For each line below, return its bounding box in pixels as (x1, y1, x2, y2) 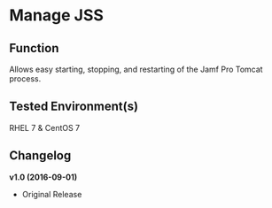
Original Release (21, 189, 82, 199)
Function (9, 41, 59, 56)
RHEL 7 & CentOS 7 (9, 122, 81, 133)
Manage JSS (9, 5, 105, 26)
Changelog (9, 148, 72, 164)
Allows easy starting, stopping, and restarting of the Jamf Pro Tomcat (9, 64, 263, 74)
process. (9, 73, 42, 84)
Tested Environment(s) (9, 99, 139, 114)
